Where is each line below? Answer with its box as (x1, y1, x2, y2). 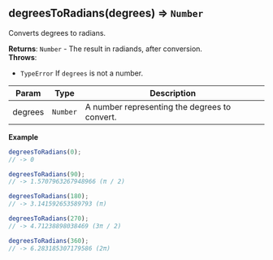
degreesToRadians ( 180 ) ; (8, 193, 89, 201)
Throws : (8, 52, 37, 62)
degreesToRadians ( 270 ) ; (8, 214, 89, 223)
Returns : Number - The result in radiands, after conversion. (8, 44, 203, 54)
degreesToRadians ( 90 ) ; (8, 170, 85, 178)
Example (8, 132, 39, 141)
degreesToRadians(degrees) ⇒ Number (8, 6, 204, 20)
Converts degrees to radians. (8, 28, 106, 37)
